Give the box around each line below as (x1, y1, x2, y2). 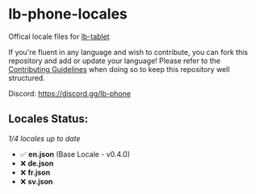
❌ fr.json (19, 167, 51, 177)
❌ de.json (19, 158, 54, 168)
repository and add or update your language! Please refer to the (8, 56, 220, 65)
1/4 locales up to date (8, 133, 81, 143)
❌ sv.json (19, 176, 53, 186)
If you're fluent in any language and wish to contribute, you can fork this (8, 47, 249, 57)
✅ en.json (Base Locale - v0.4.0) (19, 149, 131, 158)
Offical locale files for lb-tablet (8, 32, 110, 41)
